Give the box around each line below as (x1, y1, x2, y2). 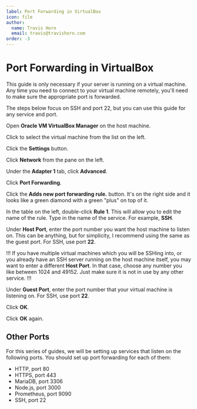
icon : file (6, 14, 33, 20)
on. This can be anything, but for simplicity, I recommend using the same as (6, 232, 190, 239)
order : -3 (6, 36, 31, 42)
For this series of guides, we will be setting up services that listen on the (6, 347, 181, 354)
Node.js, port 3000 (14, 384, 61, 391)
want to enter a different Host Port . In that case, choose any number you (6, 262, 182, 269)
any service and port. (6, 110, 58, 118)
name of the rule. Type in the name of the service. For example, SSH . (6, 214, 173, 221)
